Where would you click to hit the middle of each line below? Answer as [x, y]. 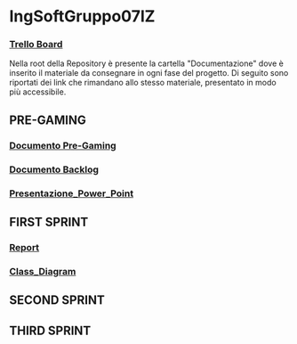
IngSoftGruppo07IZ [82, 16]
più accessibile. [38, 92]
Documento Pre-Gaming [63, 145]
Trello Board [36, 45]
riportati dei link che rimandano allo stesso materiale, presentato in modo [143, 83]
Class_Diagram [43, 271]
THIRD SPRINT [50, 330]
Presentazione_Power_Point [72, 193]
